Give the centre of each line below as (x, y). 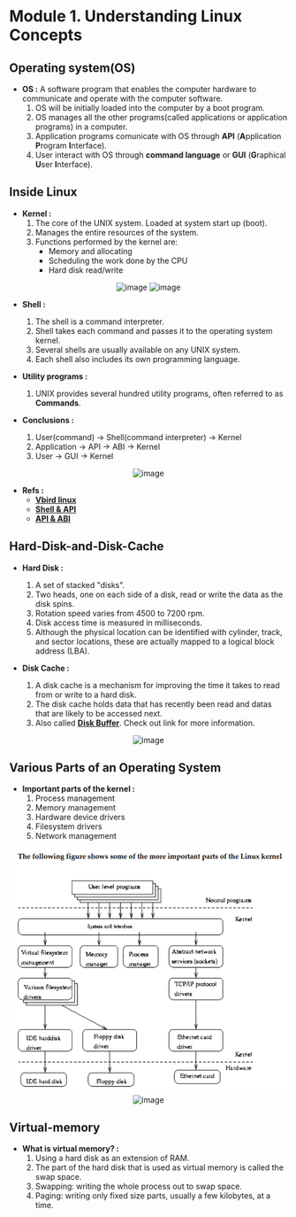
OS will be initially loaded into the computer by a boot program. (150, 108)
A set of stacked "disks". (80, 585)
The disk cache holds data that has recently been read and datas (153, 704)
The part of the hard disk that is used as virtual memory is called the (159, 1167)
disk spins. (55, 603)
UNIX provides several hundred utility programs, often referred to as (159, 393)
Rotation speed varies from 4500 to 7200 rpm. (120, 613)
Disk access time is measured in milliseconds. (119, 623)
